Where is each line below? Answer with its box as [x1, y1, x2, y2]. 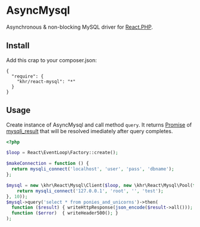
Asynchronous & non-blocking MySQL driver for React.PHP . [6, 23, 154, 30]
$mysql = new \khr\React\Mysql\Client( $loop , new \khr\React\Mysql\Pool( [6, 182, 193, 188]
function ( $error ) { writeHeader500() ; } [11, 210, 118, 216]
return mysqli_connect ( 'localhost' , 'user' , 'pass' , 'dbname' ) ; [11, 166, 174, 172]
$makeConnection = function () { [6, 161, 89, 167]
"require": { [11, 73, 44, 79]
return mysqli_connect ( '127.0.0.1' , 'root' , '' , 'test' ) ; [17, 188, 164, 194]
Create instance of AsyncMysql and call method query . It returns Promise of [6, 121, 192, 128]
